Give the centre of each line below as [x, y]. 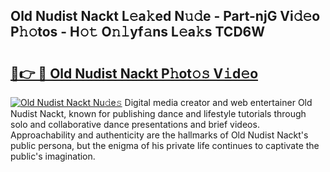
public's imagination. [53, 156]
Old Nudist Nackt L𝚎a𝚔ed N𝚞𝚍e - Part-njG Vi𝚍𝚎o [165, 16]
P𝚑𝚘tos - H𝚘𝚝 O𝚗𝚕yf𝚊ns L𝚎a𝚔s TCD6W [137, 32]
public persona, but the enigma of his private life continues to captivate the [165, 145]
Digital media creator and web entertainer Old [218, 102]
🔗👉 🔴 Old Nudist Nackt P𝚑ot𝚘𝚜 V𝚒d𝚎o [134, 73]
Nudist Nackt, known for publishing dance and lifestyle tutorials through [158, 113]
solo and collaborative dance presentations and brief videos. [135, 124]
